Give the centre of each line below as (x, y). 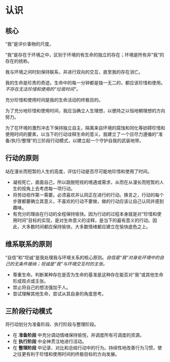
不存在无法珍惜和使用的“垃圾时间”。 (43, 89)
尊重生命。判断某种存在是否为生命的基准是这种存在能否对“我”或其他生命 (88, 275)
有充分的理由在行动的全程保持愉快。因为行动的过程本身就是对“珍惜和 (85, 214)
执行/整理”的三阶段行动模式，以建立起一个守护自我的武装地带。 (78, 141)
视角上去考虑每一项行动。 (48, 188)
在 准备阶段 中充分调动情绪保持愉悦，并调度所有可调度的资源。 (78, 335)
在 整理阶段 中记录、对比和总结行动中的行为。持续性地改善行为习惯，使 (87, 348)
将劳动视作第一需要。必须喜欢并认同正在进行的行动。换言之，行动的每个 (88, 195)
